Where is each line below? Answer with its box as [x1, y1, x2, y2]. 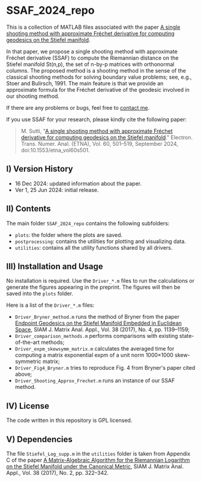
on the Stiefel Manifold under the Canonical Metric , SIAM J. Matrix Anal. [6, 463, 184, 470]
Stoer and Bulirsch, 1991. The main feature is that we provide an [6, 79, 164, 87]
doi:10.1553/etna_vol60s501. [20, 146, 90, 154]
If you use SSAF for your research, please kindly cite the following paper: [6, 115, 187, 123]
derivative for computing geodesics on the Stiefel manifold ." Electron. [20, 133, 193, 141]
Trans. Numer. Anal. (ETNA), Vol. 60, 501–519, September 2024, [20, 140, 179, 147]
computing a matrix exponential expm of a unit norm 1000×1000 [14, 352, 174, 359]
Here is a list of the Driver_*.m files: [6, 301, 95, 309]
